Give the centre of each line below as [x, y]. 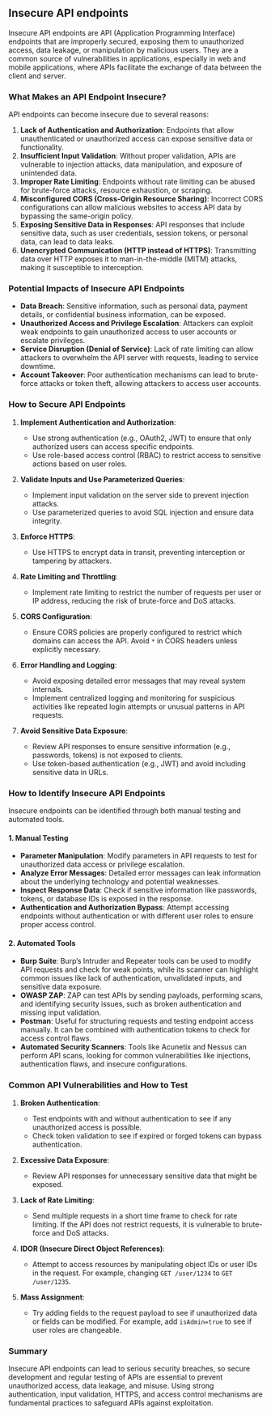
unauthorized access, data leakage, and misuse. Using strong [111, 1386]
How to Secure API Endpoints [67, 405]
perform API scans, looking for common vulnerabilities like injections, [135, 1056]
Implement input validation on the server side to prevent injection [140, 495]
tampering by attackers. [72, 561]
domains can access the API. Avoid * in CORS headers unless [135, 640]
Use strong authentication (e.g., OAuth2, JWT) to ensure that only [142, 438]
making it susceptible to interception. [82, 268]
